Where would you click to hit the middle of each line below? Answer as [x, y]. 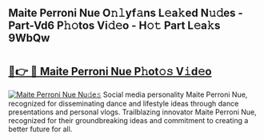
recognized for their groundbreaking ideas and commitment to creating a [128, 120]
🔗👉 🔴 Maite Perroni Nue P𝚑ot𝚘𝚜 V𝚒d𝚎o [110, 71]
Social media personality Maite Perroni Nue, [175, 94]
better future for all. [40, 129]
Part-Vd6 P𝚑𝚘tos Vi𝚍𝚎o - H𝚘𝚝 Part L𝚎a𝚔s [114, 26]
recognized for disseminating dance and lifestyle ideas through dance [124, 104]
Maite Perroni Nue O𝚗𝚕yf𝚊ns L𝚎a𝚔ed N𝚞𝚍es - [126, 13]
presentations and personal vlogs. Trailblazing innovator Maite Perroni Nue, [133, 112]
